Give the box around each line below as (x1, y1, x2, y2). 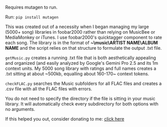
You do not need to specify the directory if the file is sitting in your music (5, 95, 155, 101)
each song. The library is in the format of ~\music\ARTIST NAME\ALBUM (5, 40, 158, 46)
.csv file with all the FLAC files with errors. (5, 86, 92, 92)
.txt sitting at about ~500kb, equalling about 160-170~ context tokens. (5, 71, 149, 77)
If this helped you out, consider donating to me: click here (5, 116, 124, 122)
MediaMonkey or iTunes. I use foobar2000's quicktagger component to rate (5, 35, 162, 40)
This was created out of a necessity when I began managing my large (5, 24, 149, 30)
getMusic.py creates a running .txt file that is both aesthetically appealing (5, 55, 156, 61)
